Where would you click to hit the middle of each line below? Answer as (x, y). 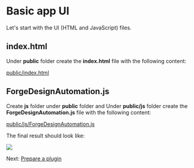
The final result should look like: (46, 136)
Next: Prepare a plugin (34, 158)
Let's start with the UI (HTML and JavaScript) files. (69, 28)
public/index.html (28, 73)
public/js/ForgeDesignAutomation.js (50, 124)
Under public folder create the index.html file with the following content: (96, 61)
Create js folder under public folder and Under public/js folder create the (97, 106)
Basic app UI (38, 11)
